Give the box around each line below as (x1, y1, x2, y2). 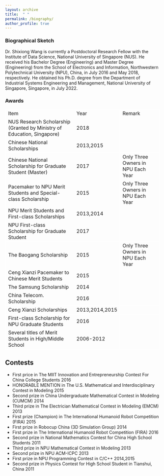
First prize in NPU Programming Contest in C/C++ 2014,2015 (12, 455, 135, 461)
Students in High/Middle (8, 335, 64, 342)
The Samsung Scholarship (8, 283, 69, 290)
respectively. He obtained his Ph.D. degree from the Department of (5, 74, 140, 80)
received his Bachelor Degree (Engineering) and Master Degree (5, 59, 134, 65)
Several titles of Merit (8, 329, 57, 336)
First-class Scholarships (8, 213, 65, 220)
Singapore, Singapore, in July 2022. (5, 85, 78, 91)
